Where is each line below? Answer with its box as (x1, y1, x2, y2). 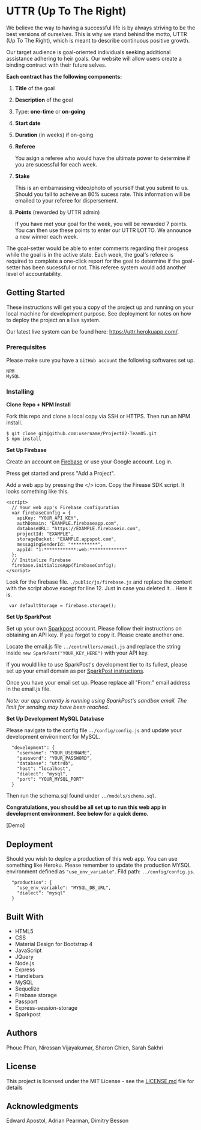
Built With (6, 912, 44, 922)
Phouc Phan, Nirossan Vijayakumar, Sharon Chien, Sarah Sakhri (6, 1044, 164, 1051)
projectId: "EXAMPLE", (17, 531, 74, 537)
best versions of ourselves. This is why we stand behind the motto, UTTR (6, 30, 187, 37)
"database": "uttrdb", (17, 760, 74, 767)
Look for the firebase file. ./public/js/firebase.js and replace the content (6, 578, 193, 585)
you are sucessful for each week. (14, 160, 98, 168)
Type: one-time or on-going (14, 108, 86, 115)
